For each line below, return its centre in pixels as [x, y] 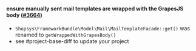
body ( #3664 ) [24, 15]
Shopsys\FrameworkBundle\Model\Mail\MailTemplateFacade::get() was [102, 29]
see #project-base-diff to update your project [72, 41]
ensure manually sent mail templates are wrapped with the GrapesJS [95, 8]
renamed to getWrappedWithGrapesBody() [66, 35]
